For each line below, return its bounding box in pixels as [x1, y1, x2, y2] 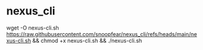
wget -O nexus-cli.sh [6, 24, 59, 31]
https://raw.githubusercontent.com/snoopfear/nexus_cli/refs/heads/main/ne [6, 30, 198, 37]
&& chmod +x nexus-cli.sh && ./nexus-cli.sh [32, 37, 142, 44]
